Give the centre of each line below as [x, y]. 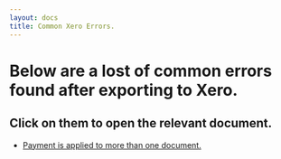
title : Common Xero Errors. [62, 26]
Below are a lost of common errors [141, 71]
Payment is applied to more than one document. [112, 145]
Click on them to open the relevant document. [141, 123]
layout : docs [34, 18]
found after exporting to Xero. [124, 90]
